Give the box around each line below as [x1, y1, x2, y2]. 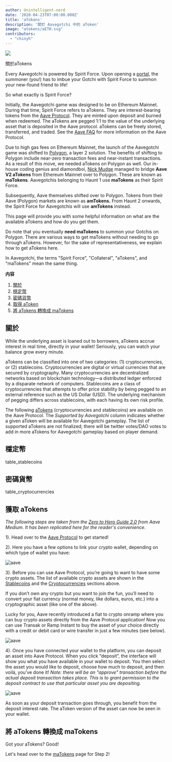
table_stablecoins [5, 459, 43, 465]
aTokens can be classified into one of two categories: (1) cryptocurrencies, [5, 359, 163, 365]
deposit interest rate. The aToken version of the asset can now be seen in [5, 706, 161, 712]
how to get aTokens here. [5, 245, 59, 251]
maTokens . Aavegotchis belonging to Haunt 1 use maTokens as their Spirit [5, 177, 163, 183]
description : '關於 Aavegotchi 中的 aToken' [5, 22, 99, 27]
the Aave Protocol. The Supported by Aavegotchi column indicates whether [5, 412, 165, 418]
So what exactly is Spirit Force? [5, 91, 72, 97]
